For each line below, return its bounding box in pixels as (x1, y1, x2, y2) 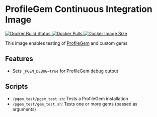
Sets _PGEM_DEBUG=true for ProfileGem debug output (12, 68, 118, 74)
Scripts (5, 82, 28, 91)
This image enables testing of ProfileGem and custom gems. (5, 40, 129, 46)
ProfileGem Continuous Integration (5, 3, 153, 15)
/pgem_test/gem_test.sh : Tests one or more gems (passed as (12, 101, 138, 107)
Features (5, 55, 33, 63)
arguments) (12, 106, 36, 112)
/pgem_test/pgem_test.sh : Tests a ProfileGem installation (12, 96, 128, 102)
